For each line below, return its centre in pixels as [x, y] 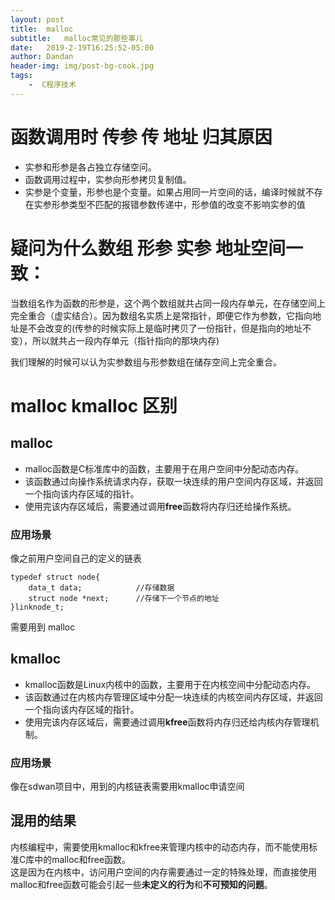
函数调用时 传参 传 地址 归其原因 [141, 137]
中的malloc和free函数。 [83, 859]
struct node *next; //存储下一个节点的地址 [124, 598]
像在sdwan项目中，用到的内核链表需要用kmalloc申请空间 [127, 787]
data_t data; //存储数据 [101, 587]
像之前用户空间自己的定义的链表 [76, 558]
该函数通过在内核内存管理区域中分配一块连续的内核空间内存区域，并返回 [173, 697]
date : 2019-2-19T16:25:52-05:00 [82, 47]
